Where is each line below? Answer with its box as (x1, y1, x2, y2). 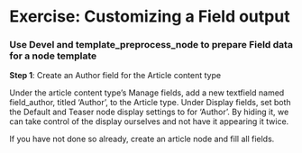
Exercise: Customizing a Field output (9, 6, 290, 27)
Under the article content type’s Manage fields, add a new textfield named (9, 87, 285, 98)
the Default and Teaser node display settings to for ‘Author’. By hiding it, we (9, 106, 289, 118)
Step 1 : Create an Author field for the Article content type (9, 70, 222, 81)
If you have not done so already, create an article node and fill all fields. (9, 133, 275, 145)
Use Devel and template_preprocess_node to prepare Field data (9, 39, 293, 51)
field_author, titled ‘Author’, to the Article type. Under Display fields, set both (9, 97, 291, 108)
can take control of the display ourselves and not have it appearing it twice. (9, 116, 289, 127)
